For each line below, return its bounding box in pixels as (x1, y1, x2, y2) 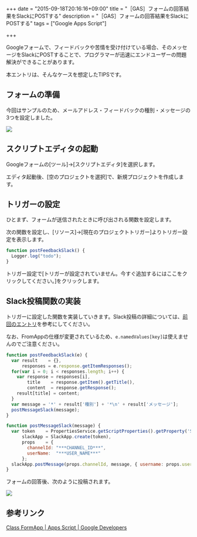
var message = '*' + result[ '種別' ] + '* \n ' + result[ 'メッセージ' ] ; (11, 401, 179, 407)
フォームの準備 (6, 90, 60, 100)
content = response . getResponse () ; (27, 385, 117, 391)
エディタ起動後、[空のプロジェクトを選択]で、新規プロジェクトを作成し (6, 173, 179, 180)
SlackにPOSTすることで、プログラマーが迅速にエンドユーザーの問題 (21, 51, 186, 58)
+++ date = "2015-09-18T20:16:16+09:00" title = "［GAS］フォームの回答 (6, 5, 184, 12)
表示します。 (16, 236, 47, 243)
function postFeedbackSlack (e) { (6, 352, 88, 358)
